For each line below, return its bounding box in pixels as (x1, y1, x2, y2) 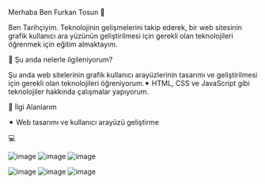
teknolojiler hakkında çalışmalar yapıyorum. (8, 87, 150, 96)
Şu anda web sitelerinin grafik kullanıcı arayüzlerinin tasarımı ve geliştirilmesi (8, 70, 258, 79)
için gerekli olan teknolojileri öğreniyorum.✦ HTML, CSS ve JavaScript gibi (8, 79, 251, 88)
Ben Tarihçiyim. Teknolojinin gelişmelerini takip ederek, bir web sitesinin (8, 23, 243, 32)
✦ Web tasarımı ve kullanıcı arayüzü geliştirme (8, 118, 160, 126)
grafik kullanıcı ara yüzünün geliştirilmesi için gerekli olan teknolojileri (8, 32, 233, 40)
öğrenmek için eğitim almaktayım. (8, 39, 118, 49)
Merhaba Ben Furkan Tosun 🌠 (8, 8, 105, 17)
